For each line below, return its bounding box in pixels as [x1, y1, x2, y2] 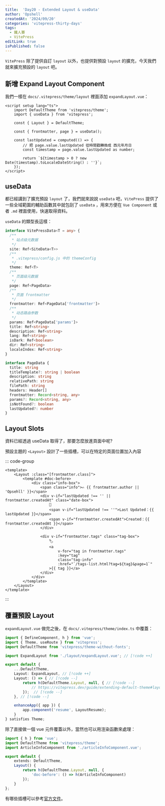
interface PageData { [5, 361, 50, 365]
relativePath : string [9, 379, 54, 384]
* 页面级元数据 [11, 274, 38, 279]
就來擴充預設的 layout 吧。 [5, 64, 60, 70]
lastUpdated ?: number [9, 406, 54, 411]
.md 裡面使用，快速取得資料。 [10, 208, 70, 214]
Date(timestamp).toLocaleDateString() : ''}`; [5, 160, 102, 165]
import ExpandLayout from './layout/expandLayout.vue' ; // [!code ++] [5, 653, 153, 658]
